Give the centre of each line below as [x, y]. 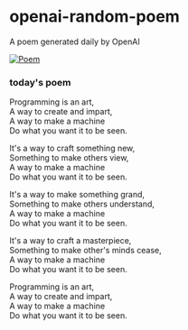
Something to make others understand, [82, 204]
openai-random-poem [95, 17]
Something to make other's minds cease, [85, 251]
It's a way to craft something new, [72, 148]
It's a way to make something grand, [77, 195]
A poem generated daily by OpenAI [75, 41]
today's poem [40, 82]
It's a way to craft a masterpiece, [70, 241]
